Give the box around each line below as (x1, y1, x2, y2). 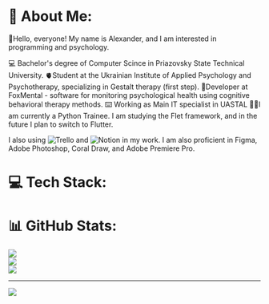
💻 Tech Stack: (8, 173, 107, 192)
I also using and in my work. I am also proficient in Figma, (8, 135, 258, 144)
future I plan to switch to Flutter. (8, 120, 114, 129)
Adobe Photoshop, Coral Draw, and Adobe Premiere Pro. (8, 144, 195, 153)
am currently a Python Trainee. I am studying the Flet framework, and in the (8, 111, 258, 120)
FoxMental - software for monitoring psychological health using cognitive (8, 90, 250, 99)
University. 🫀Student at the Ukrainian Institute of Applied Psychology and (8, 70, 252, 79)
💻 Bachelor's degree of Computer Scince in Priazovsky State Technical (8, 58, 245, 67)
